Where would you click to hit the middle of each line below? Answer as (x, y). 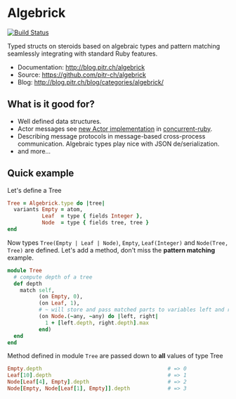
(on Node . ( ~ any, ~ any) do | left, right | (98, 317)
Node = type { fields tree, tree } (96, 223)
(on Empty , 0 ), (60, 297)
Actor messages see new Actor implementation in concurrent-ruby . (115, 129)
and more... (34, 151)
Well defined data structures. (59, 121)
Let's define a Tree (34, 190)
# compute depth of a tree (53, 277)
